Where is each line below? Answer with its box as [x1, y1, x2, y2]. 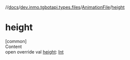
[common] [5, 38, 27, 44]
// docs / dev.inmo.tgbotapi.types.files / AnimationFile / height [5, 4, 125, 10]
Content [5, 43, 22, 49]
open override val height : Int [5, 48, 64, 54]
